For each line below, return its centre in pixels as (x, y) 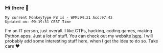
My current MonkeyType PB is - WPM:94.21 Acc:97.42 (59, 18)
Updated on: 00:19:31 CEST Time (38, 22)
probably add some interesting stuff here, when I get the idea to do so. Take (81, 41)
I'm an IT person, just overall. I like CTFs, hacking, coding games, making (79, 31)
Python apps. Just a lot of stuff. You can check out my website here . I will (79, 36)
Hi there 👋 (17, 8)
